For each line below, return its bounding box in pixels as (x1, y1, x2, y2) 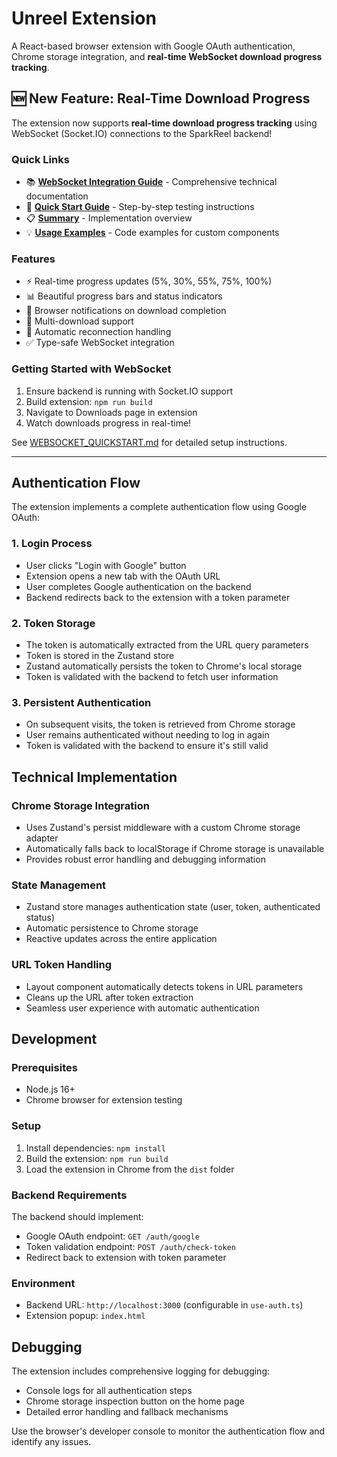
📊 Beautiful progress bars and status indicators (25, 290, 223, 302)
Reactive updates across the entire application (25, 933, 218, 945)
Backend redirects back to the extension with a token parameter (25, 591, 291, 603)
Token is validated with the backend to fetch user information (25, 671, 279, 683)
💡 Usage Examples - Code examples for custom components (25, 227, 280, 239)
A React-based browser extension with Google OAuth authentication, (11, 40, 296, 52)
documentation (25, 190, 89, 202)
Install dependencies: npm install (25, 1142, 166, 1154)
